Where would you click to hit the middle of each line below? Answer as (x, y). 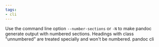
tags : (11, 10)
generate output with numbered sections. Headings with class (70, 34)
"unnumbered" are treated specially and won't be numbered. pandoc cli (80, 39)
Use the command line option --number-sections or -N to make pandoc (78, 28)
